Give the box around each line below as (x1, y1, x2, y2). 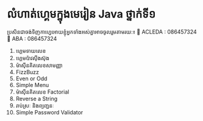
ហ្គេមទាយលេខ (15, 47, 46, 54)
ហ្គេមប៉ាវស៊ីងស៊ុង (15, 54, 49, 61)
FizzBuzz (15, 68, 39, 75)
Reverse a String (15, 95, 58, 102)
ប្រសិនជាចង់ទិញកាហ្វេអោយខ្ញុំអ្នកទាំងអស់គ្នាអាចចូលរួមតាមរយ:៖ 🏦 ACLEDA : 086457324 (7, 28, 197, 35)
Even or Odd (15, 75, 48, 82)
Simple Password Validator (15, 108, 84, 116)
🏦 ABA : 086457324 (7, 35, 57, 42)
